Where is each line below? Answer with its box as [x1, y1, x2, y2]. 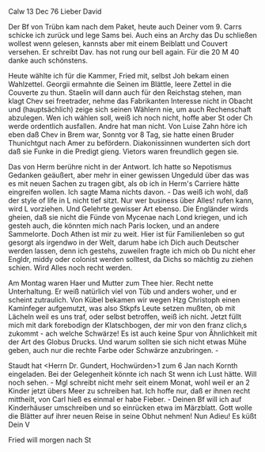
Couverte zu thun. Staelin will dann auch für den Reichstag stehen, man [8, 88, 242, 97]
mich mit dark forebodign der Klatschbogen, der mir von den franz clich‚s [8, 321, 248, 329]
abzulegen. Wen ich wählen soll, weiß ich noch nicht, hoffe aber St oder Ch [8, 113, 253, 122]
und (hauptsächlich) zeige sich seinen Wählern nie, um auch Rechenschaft [8, 104, 252, 114]
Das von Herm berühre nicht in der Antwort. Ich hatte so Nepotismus [8, 162, 232, 171]
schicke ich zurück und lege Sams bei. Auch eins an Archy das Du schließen [8, 31, 257, 40]
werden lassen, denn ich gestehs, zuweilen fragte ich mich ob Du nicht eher [8, 246, 256, 256]
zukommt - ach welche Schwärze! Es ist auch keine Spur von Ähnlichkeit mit [8, 329, 257, 338]
